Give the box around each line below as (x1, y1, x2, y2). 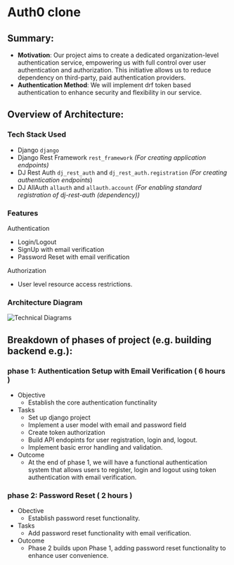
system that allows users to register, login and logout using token (27, 465, 216, 474)
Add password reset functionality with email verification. (27, 529, 192, 538)
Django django (17, 146, 60, 154)
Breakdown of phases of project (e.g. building (7, 334, 212, 345)
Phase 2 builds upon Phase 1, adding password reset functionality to (27, 544, 226, 552)
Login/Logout (17, 237, 57, 246)
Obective (17, 507, 44, 515)
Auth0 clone (7, 4, 81, 20)
